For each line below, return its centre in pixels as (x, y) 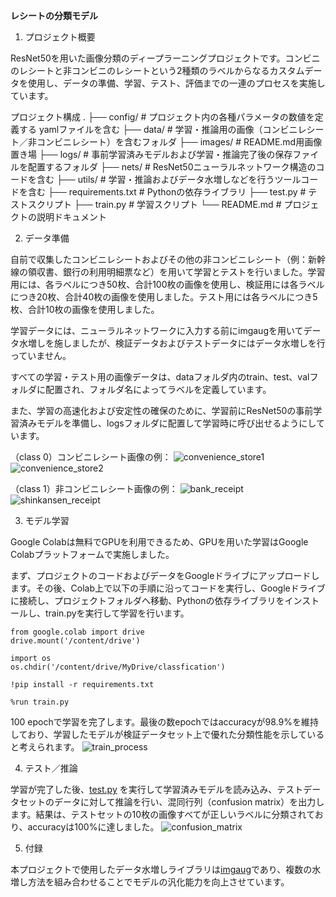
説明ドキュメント (71, 217)
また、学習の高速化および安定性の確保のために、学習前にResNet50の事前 (162, 410)
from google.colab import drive (77, 632)
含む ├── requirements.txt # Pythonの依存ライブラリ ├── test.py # (167, 192)
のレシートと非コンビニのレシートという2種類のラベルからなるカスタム (157, 70)
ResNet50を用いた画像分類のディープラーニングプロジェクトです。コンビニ (165, 58)
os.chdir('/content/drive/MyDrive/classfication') (118, 667)
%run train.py (40, 702)
